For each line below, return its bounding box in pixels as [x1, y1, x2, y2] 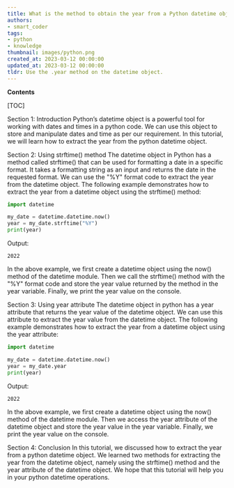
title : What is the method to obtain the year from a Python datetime [7, 10, 217, 17]
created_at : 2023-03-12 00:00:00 [7, 56, 104, 63]
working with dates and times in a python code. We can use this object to [7, 122, 218, 130]
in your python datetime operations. [7, 473, 110, 481]
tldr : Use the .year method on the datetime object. [7, 68, 164, 75]
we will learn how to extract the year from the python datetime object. [7, 137, 208, 145]
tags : [7, 29, 23, 37]
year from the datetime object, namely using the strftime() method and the [7, 458, 221, 466]
